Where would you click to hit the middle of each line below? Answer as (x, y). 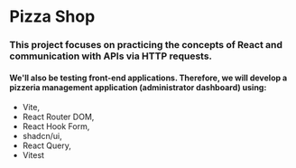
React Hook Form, (56, 126)
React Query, (47, 145)
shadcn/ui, (42, 136)
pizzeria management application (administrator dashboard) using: (138, 87)
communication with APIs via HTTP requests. (111, 56)
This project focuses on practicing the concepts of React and (146, 45)
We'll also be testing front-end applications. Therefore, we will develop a (148, 78)
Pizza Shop (52, 17)
